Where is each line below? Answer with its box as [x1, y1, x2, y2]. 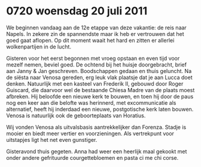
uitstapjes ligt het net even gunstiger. [6, 136, 98, 143]
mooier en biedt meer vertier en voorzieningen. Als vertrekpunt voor [6, 130, 175, 137]
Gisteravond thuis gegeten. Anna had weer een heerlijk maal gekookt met [6, 148, 187, 155]
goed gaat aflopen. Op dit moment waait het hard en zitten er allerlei [6, 37, 175, 44]
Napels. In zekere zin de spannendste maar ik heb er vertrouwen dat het [6, 30, 184, 37]
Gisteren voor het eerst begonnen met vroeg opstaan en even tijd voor [6, 54, 180, 62]
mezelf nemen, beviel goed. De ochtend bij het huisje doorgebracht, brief [6, 61, 187, 68]
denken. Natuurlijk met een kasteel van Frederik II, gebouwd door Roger [6, 80, 184, 87]
